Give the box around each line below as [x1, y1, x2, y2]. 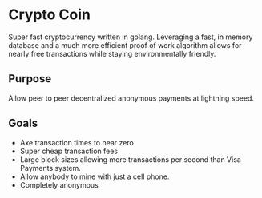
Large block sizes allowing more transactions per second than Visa [19, 154, 242, 164]
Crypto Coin [8, 6, 91, 24]
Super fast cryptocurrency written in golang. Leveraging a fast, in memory [8, 32, 253, 42]
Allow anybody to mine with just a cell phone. [19, 172, 170, 181]
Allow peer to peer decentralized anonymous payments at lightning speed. [8, 93, 255, 103]
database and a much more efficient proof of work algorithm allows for [8, 40, 242, 49]
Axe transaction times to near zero [19, 137, 134, 147]
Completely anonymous [19, 180, 99, 189]
